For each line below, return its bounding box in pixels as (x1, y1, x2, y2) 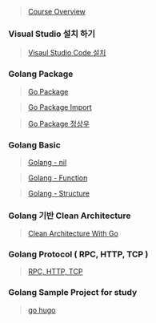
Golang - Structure (27, 188, 90, 198)
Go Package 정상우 (27, 119, 90, 128)
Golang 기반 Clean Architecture (8, 210, 131, 221)
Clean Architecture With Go (27, 228, 118, 239)
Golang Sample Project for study (8, 287, 138, 298)
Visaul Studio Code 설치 (27, 48, 106, 58)
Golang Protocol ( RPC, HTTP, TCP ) (8, 248, 149, 260)
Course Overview (27, 7, 86, 16)
